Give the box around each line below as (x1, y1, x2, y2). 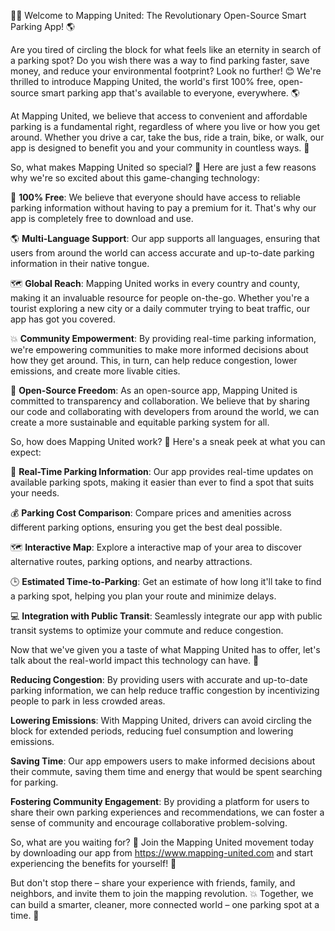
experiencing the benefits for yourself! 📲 (10, 858, 177, 869)
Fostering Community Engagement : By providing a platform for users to (10, 796, 310, 807)
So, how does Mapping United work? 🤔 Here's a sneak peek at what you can (10, 436, 326, 447)
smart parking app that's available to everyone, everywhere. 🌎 (41, 87, 300, 99)
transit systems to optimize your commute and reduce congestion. (10, 625, 284, 636)
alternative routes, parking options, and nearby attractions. (10, 556, 253, 567)
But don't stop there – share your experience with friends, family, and (10, 877, 296, 889)
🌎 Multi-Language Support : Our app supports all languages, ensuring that (10, 233, 320, 244)
